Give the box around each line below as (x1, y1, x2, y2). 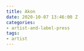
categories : (6, 19, 35, 25)
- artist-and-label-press (6, 25, 70, 31)
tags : (6, 30, 20, 36)
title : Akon (6, 8, 35, 15)
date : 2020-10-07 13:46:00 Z (6, 14, 78, 20)
